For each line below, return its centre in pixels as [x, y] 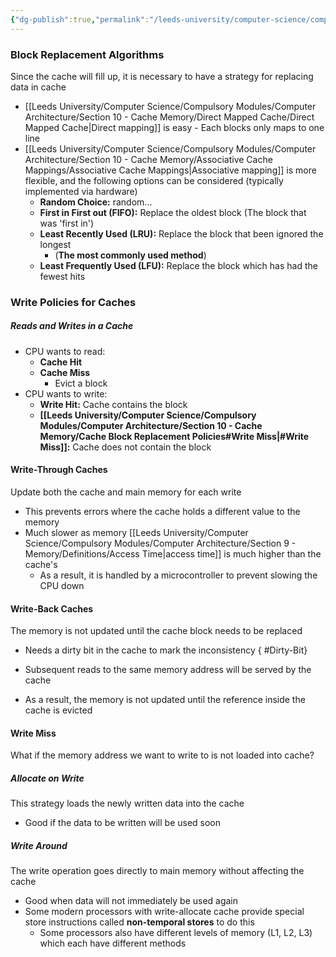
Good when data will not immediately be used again [131, 901]
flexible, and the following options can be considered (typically [154, 180]
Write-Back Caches [52, 608]
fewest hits [62, 276]
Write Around [39, 845]
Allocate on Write [47, 778]
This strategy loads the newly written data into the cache [127, 803]
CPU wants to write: [66, 393]
